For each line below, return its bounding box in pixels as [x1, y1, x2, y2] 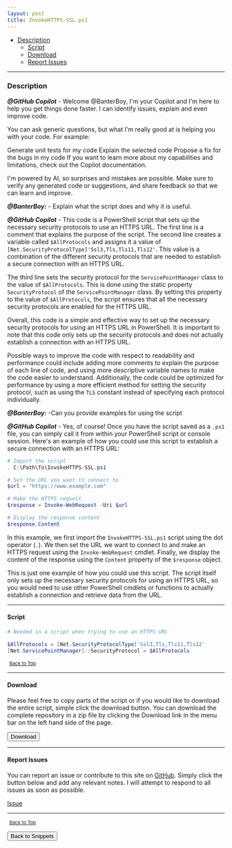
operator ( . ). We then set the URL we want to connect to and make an [7, 540, 206, 549]
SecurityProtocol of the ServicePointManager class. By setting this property [7, 288, 222, 296]
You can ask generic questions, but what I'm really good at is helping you [7, 125, 215, 133]
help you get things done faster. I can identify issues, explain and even [7, 104, 208, 113]
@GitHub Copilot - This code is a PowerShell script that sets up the [7, 215, 200, 223]
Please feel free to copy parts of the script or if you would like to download [7, 696, 220, 704]
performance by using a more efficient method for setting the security [7, 380, 206, 389]
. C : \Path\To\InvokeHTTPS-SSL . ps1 [7, 464, 107, 471]
